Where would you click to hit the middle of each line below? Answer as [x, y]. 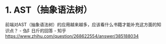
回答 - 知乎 [55, 30]
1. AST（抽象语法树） [49, 10]
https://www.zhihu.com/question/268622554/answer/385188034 [72, 36]
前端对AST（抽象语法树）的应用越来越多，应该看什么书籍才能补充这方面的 [81, 24]
